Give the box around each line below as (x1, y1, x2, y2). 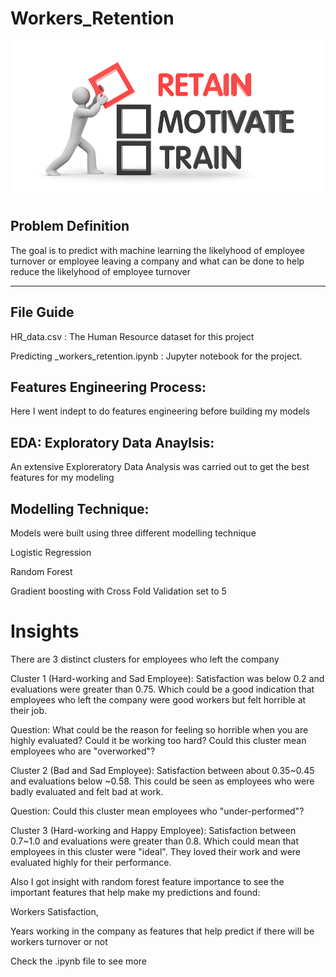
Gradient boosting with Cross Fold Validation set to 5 (10, 585, 227, 597)
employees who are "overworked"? (10, 745, 156, 757)
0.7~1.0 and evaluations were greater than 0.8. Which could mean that (10, 835, 300, 847)
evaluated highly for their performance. (10, 856, 172, 868)
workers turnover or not (10, 935, 108, 947)
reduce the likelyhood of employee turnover (10, 265, 192, 277)
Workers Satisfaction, (10, 905, 99, 917)
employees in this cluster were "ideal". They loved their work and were (10, 845, 302, 857)
